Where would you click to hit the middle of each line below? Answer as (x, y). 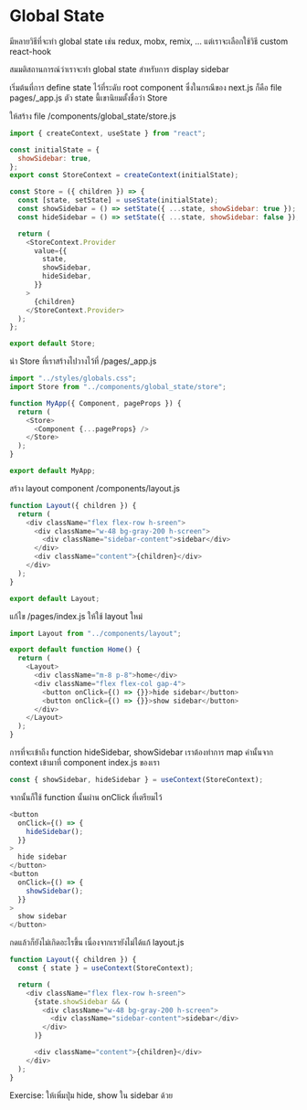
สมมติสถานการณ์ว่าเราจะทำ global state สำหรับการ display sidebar (120, 69)
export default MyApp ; (53, 471)
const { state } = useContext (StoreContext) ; (106, 968)
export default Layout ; (55, 598)
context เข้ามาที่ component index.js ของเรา (85, 763)
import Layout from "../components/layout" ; (95, 633)
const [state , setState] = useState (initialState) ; (118, 201)
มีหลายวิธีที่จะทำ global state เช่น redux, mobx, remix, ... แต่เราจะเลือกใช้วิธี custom (149, 41)
